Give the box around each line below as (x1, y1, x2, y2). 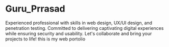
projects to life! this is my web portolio (5, 36, 86, 42)
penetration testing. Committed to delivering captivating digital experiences (5, 25, 164, 31)
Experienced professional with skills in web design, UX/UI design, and (5, 20, 152, 26)
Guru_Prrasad (5, 3, 65, 15)
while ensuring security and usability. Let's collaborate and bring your (5, 30, 152, 36)
